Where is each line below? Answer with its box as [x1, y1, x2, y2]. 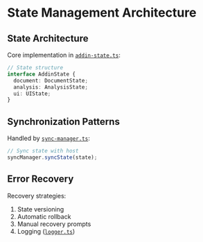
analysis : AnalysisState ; [13, 83, 89, 91]
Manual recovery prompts [17, 220, 91, 228]
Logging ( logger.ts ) [17, 227, 76, 235]
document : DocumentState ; [13, 77, 89, 84]
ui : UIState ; [13, 90, 51, 97]
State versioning [17, 205, 64, 213]
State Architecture [7, 33, 89, 44]
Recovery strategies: [7, 191, 67, 200]
